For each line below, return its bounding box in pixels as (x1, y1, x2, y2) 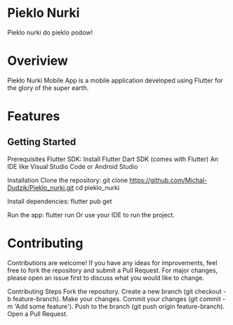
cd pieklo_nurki (75, 183, 120, 191)
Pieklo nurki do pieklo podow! (7, 28, 93, 37)
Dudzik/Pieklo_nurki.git (7, 183, 74, 191)
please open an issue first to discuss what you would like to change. (7, 273, 205, 282)
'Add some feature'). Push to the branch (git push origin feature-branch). (14, 302, 225, 310)
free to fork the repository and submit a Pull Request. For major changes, (7, 266, 218, 274)
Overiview (7, 53, 69, 69)
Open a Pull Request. (7, 310, 68, 318)
